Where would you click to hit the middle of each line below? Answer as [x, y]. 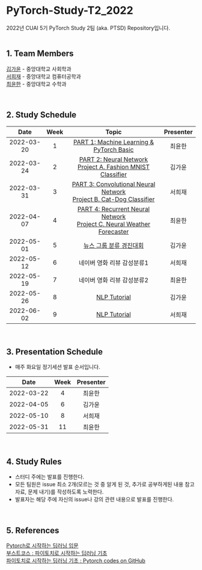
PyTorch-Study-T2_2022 [70, 11]
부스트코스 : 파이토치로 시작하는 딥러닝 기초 [57, 553]
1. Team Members [40, 54]
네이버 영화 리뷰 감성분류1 [114, 262]
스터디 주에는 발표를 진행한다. [50, 477]
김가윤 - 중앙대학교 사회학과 [39, 69]
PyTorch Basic [114, 149]
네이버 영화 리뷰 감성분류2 [114, 280]
